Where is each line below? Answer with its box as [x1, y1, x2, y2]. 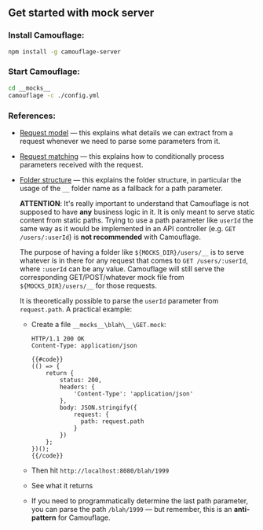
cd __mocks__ [8, 84, 51, 92]
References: [8, 110, 57, 121]
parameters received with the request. [19, 160, 144, 169]
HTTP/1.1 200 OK [31, 334, 85, 343]
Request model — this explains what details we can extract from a [19, 127, 233, 137]
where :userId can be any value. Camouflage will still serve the [19, 263, 225, 274]
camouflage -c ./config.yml [8, 91, 100, 99]
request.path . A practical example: [19, 304, 133, 314]
